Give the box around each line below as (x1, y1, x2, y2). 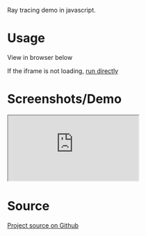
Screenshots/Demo (7, 91, 122, 107)
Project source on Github (7, 221, 79, 229)
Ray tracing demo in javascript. (7, 6, 96, 14)
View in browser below (7, 53, 73, 61)
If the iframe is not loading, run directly (7, 66, 119, 75)
